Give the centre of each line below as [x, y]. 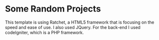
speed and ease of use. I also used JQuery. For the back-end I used [73, 27]
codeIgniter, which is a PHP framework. [44, 32]
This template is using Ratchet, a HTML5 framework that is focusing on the [79, 22]
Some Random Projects [53, 9]
